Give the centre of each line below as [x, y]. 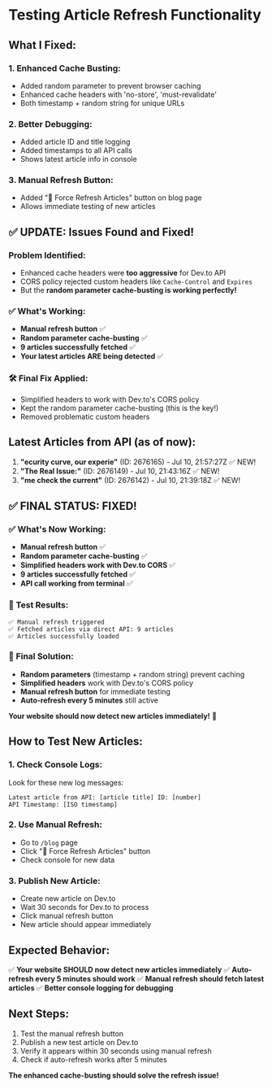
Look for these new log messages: [66, 782]
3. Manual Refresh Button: [61, 181]
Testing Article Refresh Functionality [135, 15]
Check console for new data [67, 860]
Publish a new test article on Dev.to [79, 1042]
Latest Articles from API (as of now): [102, 442]
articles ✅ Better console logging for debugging [91, 988]
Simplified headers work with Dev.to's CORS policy [106, 683]
